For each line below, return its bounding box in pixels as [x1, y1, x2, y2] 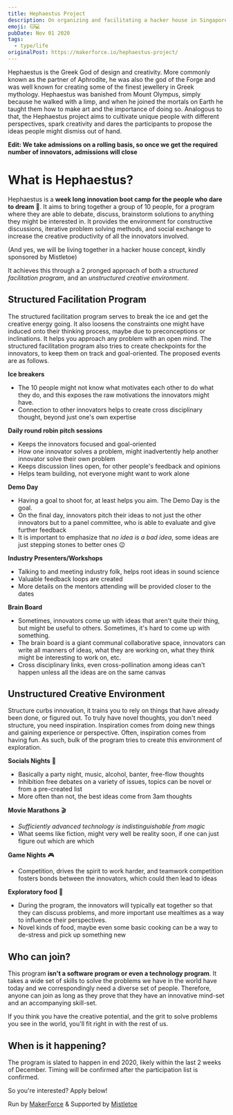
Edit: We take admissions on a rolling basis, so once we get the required [8, 140, 218, 149]
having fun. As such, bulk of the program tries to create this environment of [8, 736, 223, 744]
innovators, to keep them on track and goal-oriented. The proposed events [8, 349, 221, 358]
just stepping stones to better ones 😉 [17, 540, 126, 548]
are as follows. [8, 356, 50, 364]
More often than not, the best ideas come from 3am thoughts [17, 792, 192, 800]
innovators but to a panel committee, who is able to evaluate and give [17, 518, 216, 526]
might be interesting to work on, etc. [17, 653, 122, 662]
